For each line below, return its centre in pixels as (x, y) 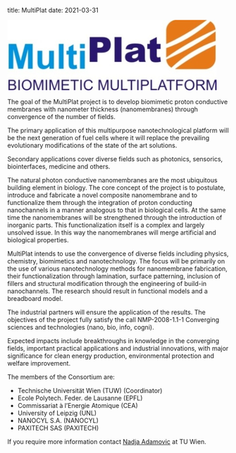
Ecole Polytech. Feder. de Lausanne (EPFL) (80, 398)
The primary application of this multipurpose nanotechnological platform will (118, 130)
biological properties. (38, 240)
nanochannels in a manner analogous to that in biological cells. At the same (117, 210)
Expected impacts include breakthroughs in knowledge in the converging (113, 341)
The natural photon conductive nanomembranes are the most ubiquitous (112, 180)
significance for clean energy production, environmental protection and (111, 356)
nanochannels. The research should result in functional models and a (107, 291)
